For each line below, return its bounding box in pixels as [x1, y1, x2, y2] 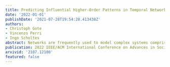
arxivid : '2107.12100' [5, 49, 53, 54]
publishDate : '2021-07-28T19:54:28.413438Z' [5, 17, 101, 22]
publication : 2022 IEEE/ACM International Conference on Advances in [5, 45, 155, 50]
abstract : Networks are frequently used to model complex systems [5, 40, 148, 45]
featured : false [5, 54, 39, 59]
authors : [5, 21, 24, 27]
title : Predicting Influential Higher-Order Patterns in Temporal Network [5, 7, 166, 13]
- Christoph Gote [5, 26, 42, 31]
